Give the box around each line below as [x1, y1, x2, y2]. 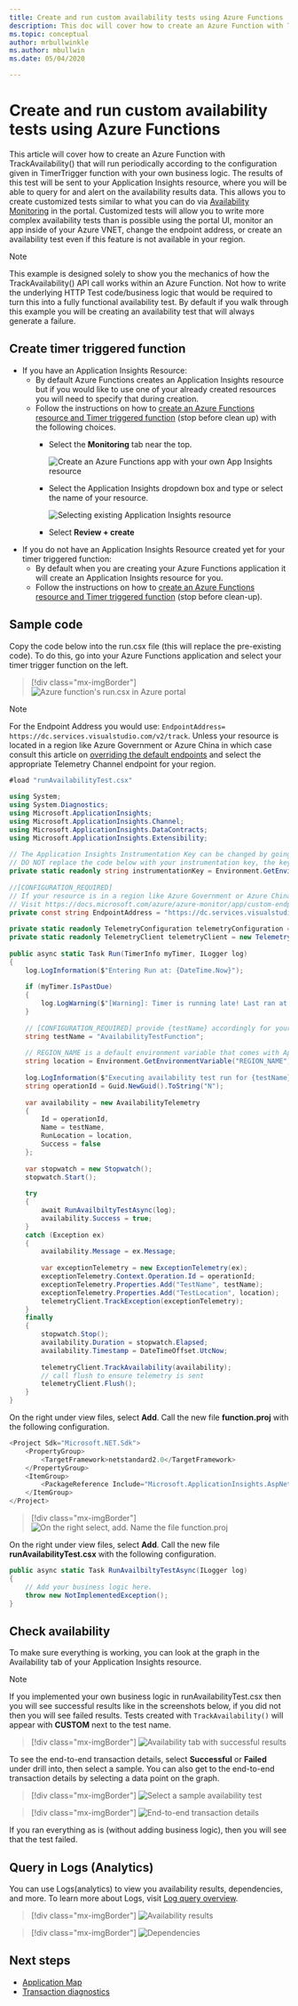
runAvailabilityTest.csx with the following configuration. [9, 1549, 216, 1559]
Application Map [21, 1977, 82, 1987]
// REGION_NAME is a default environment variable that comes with [25, 1049, 279, 1058]
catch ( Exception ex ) [25, 1230, 105, 1239]
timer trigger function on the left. [9, 659, 129, 670]
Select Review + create [48, 527, 135, 537]
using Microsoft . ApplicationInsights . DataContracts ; [9, 825, 208, 834]
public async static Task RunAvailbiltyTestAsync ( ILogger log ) [9, 1567, 248, 1575]
